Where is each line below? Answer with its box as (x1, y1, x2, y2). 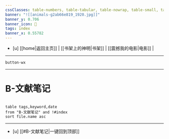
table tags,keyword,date (5, 104, 57, 109)
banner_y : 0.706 (5, 17, 39, 22)
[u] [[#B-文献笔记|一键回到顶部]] (12, 128, 79, 134)
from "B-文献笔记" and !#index (5, 109, 68, 115)
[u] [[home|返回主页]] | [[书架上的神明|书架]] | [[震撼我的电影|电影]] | (12, 45, 154, 51)
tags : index (5, 26, 30, 31)
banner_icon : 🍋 (5, 21, 37, 27)
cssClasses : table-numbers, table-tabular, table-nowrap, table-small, (5, 7, 158, 13)
